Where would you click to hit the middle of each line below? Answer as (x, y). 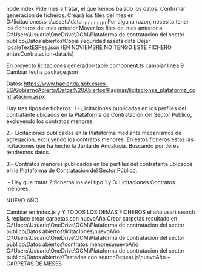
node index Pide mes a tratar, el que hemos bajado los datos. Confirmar (96, 9)
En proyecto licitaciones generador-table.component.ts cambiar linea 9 (95, 65)
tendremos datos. (28, 152)
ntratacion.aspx (26, 97)
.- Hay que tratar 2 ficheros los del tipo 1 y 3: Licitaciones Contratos (91, 182)
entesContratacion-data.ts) (40, 54)
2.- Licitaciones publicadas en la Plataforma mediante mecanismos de (94, 133)
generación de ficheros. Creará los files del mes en (70, 15)
